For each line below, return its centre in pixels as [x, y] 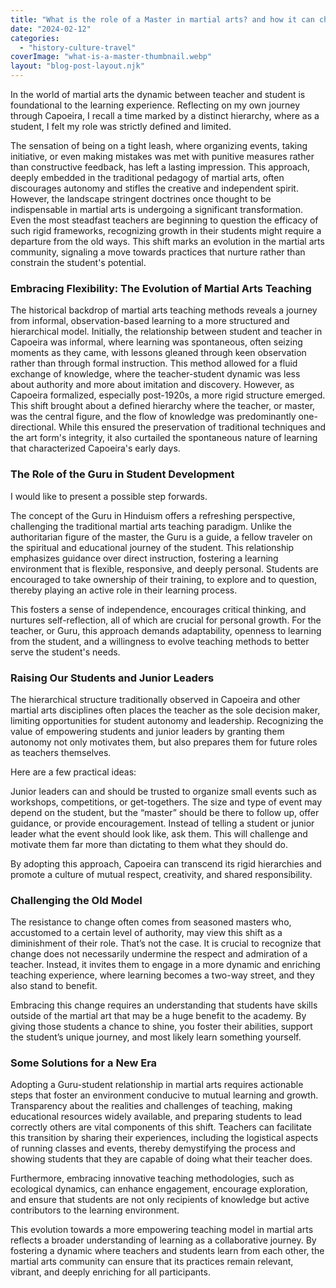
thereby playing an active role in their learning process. [124, 590]
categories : [35, 38]
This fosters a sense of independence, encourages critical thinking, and [158, 609]
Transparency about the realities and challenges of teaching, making [151, 1106]
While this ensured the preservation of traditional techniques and [192, 427]
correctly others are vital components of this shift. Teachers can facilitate [161, 1127]
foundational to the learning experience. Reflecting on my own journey [155, 105]
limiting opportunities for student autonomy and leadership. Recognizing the [167, 720]
